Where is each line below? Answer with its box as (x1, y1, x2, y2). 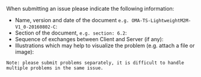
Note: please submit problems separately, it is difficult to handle (6, 60, 185, 66)
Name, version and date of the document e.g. (14, 17, 129, 23)
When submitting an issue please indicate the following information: (6, 5, 175, 12)
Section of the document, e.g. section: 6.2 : (14, 29, 128, 36)
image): (14, 48, 34, 56)
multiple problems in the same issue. (6, 65, 104, 71)
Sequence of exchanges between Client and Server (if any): (14, 36, 164, 42)
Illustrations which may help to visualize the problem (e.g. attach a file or (14, 42, 195, 49)
